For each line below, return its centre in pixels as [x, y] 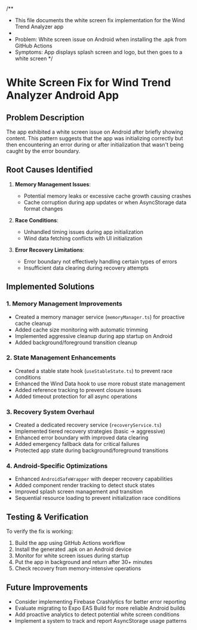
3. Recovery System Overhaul [50, 412]
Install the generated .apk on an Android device [73, 549]
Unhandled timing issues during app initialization [83, 232]
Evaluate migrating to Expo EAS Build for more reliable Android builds [100, 608]
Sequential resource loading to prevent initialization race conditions [98, 498]
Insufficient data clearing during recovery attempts [86, 268]
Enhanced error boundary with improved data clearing [81, 438]
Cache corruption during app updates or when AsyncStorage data [105, 202]
